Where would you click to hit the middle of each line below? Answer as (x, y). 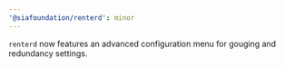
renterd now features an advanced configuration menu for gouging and (142, 44)
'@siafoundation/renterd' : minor (72, 18)
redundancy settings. (48, 53)
